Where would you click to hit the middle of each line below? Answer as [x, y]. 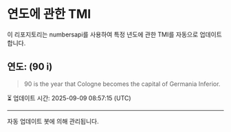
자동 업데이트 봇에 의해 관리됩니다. [53, 121]
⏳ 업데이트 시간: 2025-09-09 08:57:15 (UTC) [69, 98]
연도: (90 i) [30, 67]
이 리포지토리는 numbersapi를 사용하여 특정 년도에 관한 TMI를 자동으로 [103, 34]
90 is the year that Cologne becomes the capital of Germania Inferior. [122, 84]
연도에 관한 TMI [49, 14]
